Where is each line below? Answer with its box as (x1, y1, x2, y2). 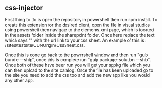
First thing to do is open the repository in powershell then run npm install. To (5, 16, 158, 22)
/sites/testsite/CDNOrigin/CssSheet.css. (5, 42, 85, 48)
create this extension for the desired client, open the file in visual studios (5, 22, 150, 28)
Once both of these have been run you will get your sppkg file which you (5, 62, 150, 68)
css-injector (5, 4, 43, 12)
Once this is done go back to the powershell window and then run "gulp (5, 52, 148, 58)
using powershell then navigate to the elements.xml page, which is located (5, 27, 154, 33)
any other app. (5, 77, 34, 83)
